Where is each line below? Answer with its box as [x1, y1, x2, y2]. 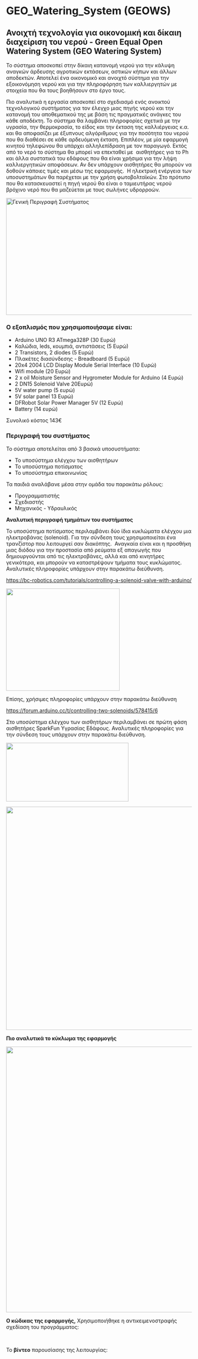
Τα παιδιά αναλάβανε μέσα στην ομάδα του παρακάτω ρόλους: [6, 480, 164, 488]
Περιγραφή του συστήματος [6, 432, 90, 440]
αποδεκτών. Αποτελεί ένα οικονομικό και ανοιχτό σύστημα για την [6, 74, 170, 81]
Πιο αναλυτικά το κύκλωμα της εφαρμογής [6, 1035, 117, 1042]
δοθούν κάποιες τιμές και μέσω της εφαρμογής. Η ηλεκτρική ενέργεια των [6, 167, 192, 174]
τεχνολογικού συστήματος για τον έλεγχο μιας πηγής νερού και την [6, 105, 174, 112]
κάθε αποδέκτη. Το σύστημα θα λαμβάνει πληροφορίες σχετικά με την [6, 117, 181, 124]
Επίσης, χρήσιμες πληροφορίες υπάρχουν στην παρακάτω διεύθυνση [6, 695, 177, 702]
